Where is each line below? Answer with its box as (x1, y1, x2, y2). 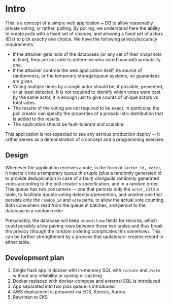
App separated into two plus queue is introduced (12, 283, 115, 289)
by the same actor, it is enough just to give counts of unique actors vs (12, 94, 158, 100)
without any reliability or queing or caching (12, 272, 103, 279)
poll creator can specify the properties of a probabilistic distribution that (12, 110, 163, 117)
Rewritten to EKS (12, 294, 48, 300)
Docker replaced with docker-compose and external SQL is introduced (12, 278, 161, 284)
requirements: (5, 41, 35, 47)
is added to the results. (12, 116, 61, 122)
